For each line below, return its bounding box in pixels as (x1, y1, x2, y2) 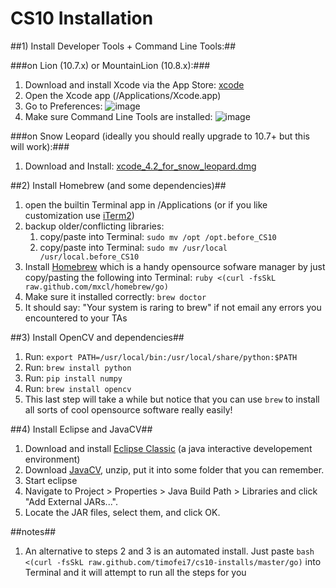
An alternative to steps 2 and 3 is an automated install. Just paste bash (24, 545, 315, 557)
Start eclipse (24, 474, 78, 486)
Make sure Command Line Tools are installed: (24, 110, 213, 122)
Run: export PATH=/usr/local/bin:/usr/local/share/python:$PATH (24, 350, 298, 362)
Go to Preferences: (24, 100, 103, 112)
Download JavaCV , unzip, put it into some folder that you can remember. (24, 463, 325, 476)
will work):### (10, 140, 70, 152)
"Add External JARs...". (24, 495, 118, 507)
